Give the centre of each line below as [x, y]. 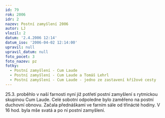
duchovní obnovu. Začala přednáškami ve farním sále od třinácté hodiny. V [83, 105]
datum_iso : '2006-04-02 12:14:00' [42, 43]
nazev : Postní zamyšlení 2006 [37, 24]
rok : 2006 [16, 15]
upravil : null [20, 47]
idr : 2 [12, 19]
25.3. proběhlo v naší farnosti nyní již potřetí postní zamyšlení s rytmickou [81, 94]
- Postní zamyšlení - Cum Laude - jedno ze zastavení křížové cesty [83, 80]
